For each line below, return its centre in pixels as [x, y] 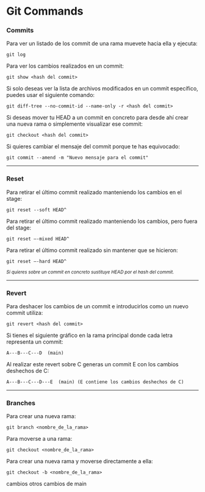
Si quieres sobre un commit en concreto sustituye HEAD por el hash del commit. [90, 272]
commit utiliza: [25, 313]
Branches [21, 403]
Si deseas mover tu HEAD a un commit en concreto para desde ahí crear [98, 118]
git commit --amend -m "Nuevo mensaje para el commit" [77, 158]
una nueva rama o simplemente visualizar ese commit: [75, 124]
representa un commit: [35, 342]
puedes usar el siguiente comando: [51, 95]
